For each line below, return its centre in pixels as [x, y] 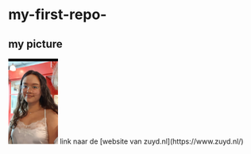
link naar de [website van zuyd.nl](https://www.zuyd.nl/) [151, 141]
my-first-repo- [58, 15]
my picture [36, 44]
